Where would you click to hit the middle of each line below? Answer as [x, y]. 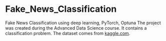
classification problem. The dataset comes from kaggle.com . [68, 33]
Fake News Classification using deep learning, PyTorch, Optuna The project [83, 23]
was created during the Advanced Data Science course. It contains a [76, 28]
